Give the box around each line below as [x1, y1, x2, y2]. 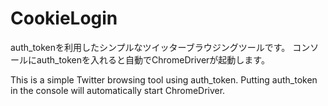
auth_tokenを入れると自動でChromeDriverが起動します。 [36, 53, 270, 66]
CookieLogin [10, 7, 118, 30]
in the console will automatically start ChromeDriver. [10, 84, 226, 96]
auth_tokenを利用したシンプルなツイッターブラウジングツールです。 [10, 41, 291, 53]
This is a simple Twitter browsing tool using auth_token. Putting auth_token [10, 73, 318, 86]
